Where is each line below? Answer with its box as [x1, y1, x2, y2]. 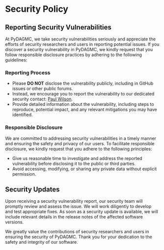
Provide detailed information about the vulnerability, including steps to [12, 101, 154, 107]
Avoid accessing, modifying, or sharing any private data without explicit [12, 166, 157, 172]
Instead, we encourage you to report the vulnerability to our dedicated [12, 91, 155, 97]
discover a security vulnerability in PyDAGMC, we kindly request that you [5, 47, 153, 52]
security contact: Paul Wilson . [12, 96, 73, 102]
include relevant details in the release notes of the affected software [5, 214, 143, 220]
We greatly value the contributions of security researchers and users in [5, 229, 149, 235]
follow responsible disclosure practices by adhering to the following [5, 52, 142, 58]
